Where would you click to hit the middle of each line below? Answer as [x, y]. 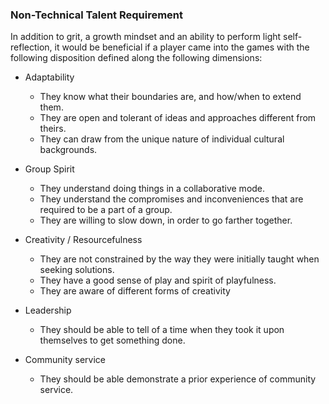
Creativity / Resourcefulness [83, 240]
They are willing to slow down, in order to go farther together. [166, 220]
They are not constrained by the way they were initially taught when [179, 259]
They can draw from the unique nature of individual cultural [162, 139]
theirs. [53, 129]
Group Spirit [49, 169]
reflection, [31, 47]
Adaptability [49, 77]
